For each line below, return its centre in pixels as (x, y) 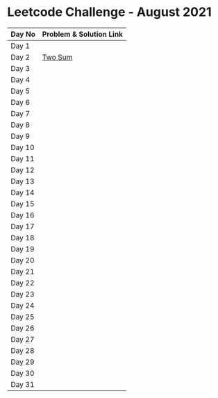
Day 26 (23, 328)
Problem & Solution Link (83, 34)
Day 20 (23, 260)
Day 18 (23, 238)
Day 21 (23, 272)
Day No (23, 34)
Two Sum (57, 57)
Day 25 (23, 317)
